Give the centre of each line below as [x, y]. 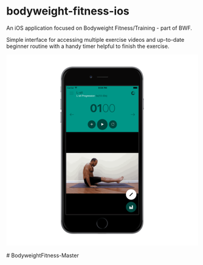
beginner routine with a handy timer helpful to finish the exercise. [88, 46]
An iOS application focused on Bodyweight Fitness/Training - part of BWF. [99, 28]
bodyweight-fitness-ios [68, 11]
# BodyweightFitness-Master [43, 255]
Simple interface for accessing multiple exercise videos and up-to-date [95, 39]
